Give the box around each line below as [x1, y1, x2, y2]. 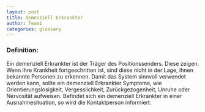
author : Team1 [6, 20, 43, 26]
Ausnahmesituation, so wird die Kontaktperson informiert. [6, 99, 152, 106]
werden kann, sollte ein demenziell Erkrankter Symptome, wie [6, 79, 162, 86]
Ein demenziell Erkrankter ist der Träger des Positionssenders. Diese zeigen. [6, 60, 199, 67]
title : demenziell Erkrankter [6, 15, 84, 21]
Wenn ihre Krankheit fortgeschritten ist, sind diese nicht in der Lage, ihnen [6, 66, 194, 74]
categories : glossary [6, 26, 62, 32]
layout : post [6, 9, 40, 15]
